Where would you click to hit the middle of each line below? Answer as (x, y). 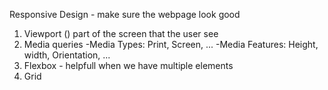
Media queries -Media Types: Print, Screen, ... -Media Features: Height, (171, 44)
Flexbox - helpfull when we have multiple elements (128, 65)
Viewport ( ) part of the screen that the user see (121, 33)
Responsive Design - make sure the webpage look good (125, 14)
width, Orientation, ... (67, 55)
